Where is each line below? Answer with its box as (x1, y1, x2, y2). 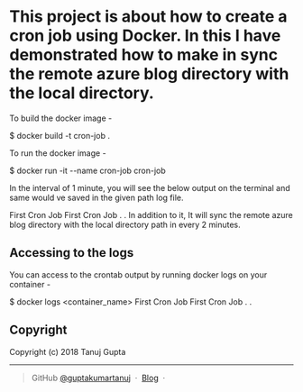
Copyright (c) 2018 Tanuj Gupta (9, 346, 126, 357)
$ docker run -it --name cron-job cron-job (9, 165, 167, 176)
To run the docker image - (9, 147, 106, 159)
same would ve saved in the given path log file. (9, 192, 184, 203)
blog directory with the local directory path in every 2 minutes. (9, 219, 241, 230)
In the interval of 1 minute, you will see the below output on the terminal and (9, 182, 290, 193)
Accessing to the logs (9, 245, 134, 260)
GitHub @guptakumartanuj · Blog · (31, 372, 166, 383)
